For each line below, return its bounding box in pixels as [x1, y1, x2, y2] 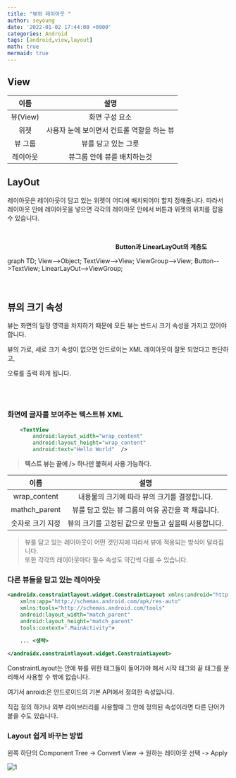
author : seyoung [7, 17, 55, 24]
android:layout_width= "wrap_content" [32, 433, 143, 440]
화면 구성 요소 [89, 112, 132, 122]
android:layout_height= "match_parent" [20, 617, 134, 625]
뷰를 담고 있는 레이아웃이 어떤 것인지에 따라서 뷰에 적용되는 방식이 [24, 538, 206, 547]
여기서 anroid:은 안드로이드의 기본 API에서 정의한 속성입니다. [7, 687, 175, 697]
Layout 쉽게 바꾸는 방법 [7, 731, 83, 741]
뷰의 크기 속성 [7, 301, 63, 313]
